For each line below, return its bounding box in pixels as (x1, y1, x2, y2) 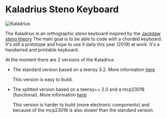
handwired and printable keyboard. (5, 46, 79, 53)
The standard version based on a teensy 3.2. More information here (12, 66, 155, 73)
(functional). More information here (12, 91, 87, 98)
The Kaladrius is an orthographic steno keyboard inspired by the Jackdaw (5, 30, 161, 36)
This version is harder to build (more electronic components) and (12, 101, 150, 108)
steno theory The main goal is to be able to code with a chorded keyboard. (5, 36, 162, 42)
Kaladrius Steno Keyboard (5, 4, 119, 15)
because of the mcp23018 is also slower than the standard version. (12, 107, 154, 113)
